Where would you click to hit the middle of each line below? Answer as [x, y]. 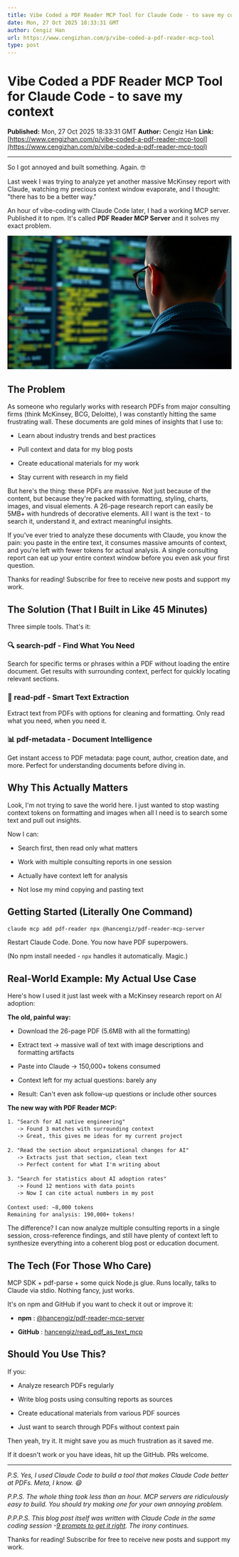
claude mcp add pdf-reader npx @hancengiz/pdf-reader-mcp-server [106, 929]
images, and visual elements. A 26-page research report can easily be [110, 506]
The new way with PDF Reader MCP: [62, 1108]
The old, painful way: [39, 1017]
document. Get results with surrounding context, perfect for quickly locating [119, 671]
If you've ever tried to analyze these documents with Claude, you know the [117, 535]
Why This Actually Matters [68, 788]
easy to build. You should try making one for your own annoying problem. [115, 1504]
